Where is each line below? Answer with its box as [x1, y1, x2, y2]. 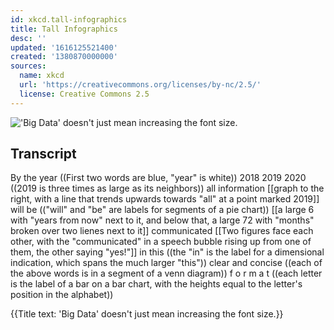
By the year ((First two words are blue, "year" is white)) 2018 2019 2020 [10, 172, 307, 184]
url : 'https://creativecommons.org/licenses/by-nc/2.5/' [19, 80, 262, 90]
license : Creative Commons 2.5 [19, 89, 150, 99]
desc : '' [10, 33, 47, 43]
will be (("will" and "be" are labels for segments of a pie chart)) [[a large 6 [10, 204, 315, 216]
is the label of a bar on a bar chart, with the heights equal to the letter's [10, 278, 303, 290]
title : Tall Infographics [10, 24, 118, 34]
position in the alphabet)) [10, 289, 114, 301]
